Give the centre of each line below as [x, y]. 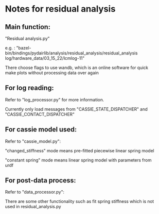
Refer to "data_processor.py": [35, 192]
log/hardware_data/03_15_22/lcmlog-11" [45, 58]
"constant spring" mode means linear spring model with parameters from [78, 160]
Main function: [28, 27]
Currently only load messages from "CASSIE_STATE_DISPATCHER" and [76, 109]
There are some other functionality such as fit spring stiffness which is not [79, 201]
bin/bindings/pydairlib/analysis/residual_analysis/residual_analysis [71, 53]
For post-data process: [41, 181]
